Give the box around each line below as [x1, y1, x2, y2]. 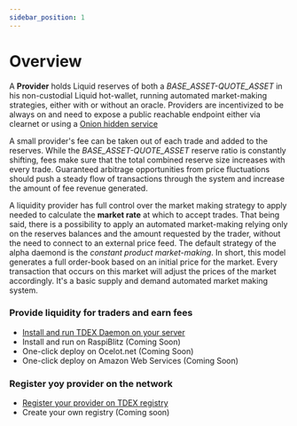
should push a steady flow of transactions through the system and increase [9, 173, 285, 184]
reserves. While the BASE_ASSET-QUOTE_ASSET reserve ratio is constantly [9, 145, 286, 155]
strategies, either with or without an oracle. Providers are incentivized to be [9, 99, 284, 110]
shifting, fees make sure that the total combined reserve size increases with [9, 154, 285, 165]
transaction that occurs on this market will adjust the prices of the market [9, 265, 277, 276]
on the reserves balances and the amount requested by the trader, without [9, 228, 281, 239]
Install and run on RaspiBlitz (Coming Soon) [21, 336, 182, 347]
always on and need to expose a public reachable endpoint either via [9, 108, 262, 120]
